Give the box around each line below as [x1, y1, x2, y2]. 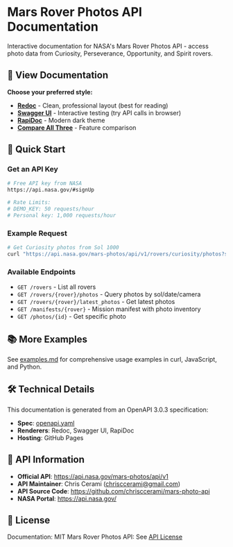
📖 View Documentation [7, 69, 109, 81]
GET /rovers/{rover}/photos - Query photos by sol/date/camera [17, 290, 201, 298]
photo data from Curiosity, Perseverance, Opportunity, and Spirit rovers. [7, 49, 213, 58]
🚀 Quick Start [7, 144, 66, 155]
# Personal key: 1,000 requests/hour [7, 212, 116, 219]
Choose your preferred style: [7, 87, 93, 96]
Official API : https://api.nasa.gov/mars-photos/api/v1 [17, 472, 169, 480]
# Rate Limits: [7, 199, 51, 206]
